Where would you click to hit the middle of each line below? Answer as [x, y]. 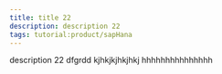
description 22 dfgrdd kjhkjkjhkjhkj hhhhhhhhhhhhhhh [111, 60]
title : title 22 [40, 18]
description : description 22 [65, 26]
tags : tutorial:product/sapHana [71, 34]
